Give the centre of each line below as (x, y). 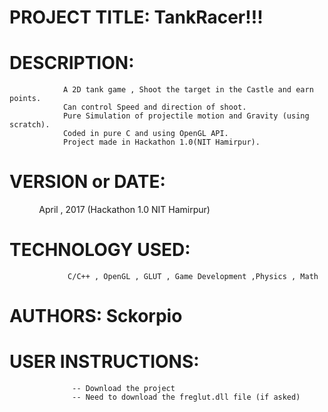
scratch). (30, 125)
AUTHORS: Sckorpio (96, 316)
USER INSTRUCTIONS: (104, 362)
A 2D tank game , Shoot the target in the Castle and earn (188, 90)
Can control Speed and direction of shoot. (154, 107)
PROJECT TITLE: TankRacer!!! (136, 17)
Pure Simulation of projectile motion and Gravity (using (186, 116)
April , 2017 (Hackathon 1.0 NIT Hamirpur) (124, 210)
